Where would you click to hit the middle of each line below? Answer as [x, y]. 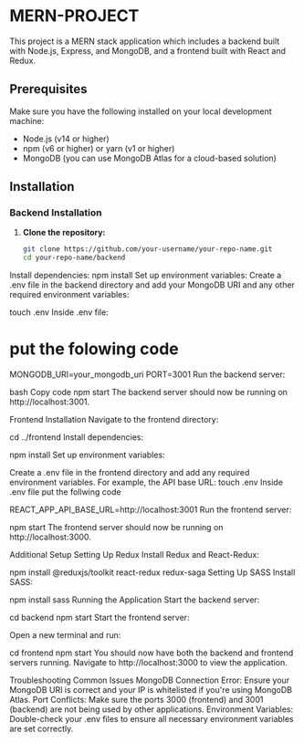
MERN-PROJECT [74, 16]
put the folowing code [94, 349]
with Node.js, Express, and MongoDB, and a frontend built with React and [147, 50]
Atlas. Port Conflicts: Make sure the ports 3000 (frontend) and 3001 [136, 700]
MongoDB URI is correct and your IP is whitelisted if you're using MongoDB [151, 690]
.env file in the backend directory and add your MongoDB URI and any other [152, 285]
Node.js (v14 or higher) [66, 139]
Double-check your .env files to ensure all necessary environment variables [152, 719]
